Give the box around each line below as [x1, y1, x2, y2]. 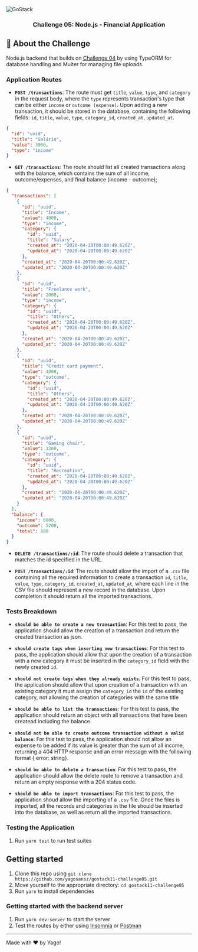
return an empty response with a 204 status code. [14, 778, 137, 785]
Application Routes [6, 75, 62, 83]
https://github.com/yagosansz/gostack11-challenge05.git [14, 876, 158, 882]
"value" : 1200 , [21, 446, 60, 451]
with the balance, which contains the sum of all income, [14, 170, 150, 177]
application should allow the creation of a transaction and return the [14, 627, 180, 634]
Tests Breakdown [6, 607, 57, 616]
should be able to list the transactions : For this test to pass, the [14, 706, 180, 713]
